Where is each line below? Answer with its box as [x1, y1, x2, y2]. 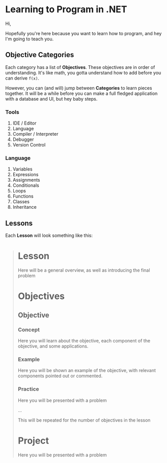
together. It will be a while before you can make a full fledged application [5, 90, 158, 96]
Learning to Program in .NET [5, 4, 127, 15]
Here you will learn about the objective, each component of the [17, 337, 151, 344]
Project [17, 435, 49, 446]
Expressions [12, 172, 39, 178]
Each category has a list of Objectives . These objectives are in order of [5, 64, 155, 70]
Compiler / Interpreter [12, 131, 59, 137]
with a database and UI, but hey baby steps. [5, 95, 98, 102]
